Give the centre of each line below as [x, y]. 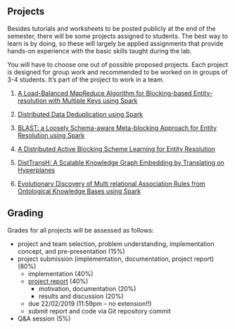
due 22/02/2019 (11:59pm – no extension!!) [90, 303]
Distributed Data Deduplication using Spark [80, 114]
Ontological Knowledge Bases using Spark [79, 191]
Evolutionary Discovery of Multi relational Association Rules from [111, 183]
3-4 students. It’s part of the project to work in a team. [86, 79]
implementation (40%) [61, 273]
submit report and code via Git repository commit [99, 311]
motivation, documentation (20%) [87, 288]
